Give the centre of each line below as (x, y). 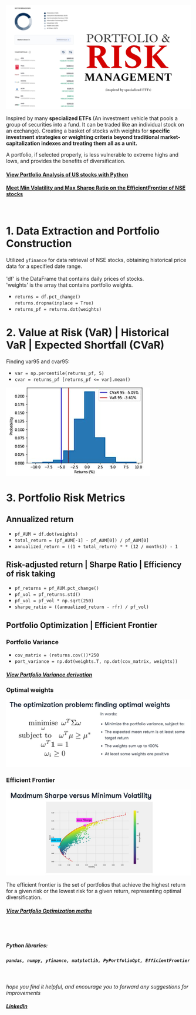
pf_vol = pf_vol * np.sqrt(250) (54, 601)
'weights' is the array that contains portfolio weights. (70, 285)
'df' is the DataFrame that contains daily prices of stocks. (75, 278)
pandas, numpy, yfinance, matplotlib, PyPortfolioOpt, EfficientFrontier (98, 961)
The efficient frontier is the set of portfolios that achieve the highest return (96, 885)
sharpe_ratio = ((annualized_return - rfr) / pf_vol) (82, 607)
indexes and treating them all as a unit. (89, 143)
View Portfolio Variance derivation (49, 674)
